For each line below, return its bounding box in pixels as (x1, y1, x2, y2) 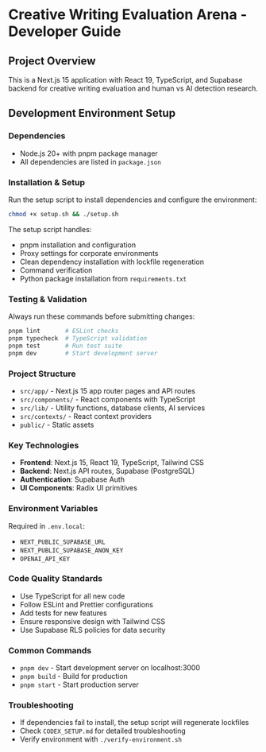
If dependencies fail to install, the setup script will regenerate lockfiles (19, 718, 249, 727)
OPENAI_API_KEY (19, 555, 71, 563)
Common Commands (8, 645, 92, 656)
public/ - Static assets (19, 420, 94, 429)
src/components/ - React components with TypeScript (19, 394, 196, 404)
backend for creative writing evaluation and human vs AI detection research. (8, 83, 258, 93)
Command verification (19, 265, 93, 275)
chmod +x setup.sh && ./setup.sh (8, 210, 119, 218)
